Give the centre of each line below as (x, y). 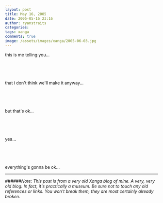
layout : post (18, 9)
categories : (17, 28)
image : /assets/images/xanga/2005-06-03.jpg (51, 41)
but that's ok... (19, 111)
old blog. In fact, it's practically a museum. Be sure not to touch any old (77, 186)
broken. (13, 196)
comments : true (20, 37)
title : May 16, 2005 (26, 14)
